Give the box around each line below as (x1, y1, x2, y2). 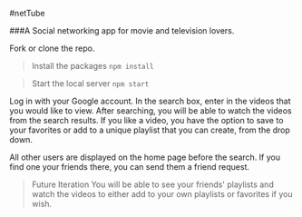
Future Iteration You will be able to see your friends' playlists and (31, 179, 274, 190)
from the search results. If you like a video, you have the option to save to (9, 115, 284, 125)
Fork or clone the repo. (9, 43, 95, 54)
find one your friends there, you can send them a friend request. (9, 162, 250, 172)
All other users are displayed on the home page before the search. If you (9, 152, 281, 163)
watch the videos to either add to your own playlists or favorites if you (31, 189, 293, 199)
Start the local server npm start (31, 78, 150, 89)
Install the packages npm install (31, 61, 154, 71)
